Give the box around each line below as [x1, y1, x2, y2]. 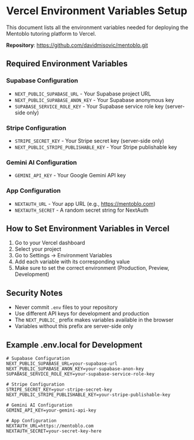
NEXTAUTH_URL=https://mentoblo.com [6, 423, 94, 429]
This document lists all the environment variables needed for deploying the [6, 24, 189, 31]
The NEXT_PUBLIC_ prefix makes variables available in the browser [14, 316, 174, 324]
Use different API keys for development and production [14, 310, 150, 317]
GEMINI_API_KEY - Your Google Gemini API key [14, 172, 126, 179]
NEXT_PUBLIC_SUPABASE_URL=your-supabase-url [6, 361, 118, 366]
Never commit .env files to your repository [14, 304, 118, 311]
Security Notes [6, 288, 63, 298]
